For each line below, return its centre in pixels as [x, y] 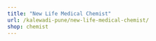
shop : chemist [28, 26]
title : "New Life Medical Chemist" [59, 14]
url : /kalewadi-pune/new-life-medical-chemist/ [78, 20]
